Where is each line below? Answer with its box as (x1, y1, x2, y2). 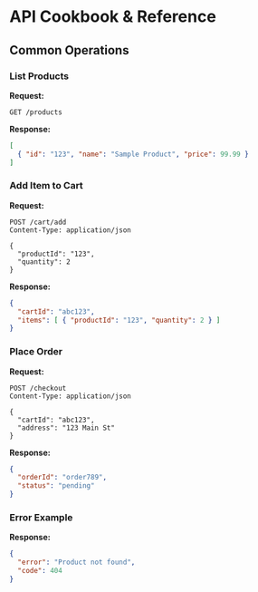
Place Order (9, 345, 63, 358)
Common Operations (9, 43, 129, 58)
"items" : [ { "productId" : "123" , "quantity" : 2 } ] (17, 315, 221, 325)
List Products (9, 70, 70, 82)
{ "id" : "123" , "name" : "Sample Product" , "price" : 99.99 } (17, 150, 249, 159)
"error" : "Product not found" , (17, 558, 136, 568)
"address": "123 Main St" (17, 423, 116, 432)
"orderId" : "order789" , (17, 473, 107, 482)
